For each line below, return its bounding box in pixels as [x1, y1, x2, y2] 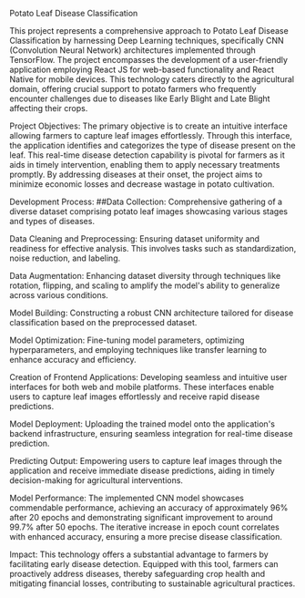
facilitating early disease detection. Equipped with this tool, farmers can [9, 559, 280, 569]
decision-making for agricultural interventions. [9, 475, 184, 486]
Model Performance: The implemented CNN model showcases [9, 492, 244, 503]
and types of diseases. [9, 216, 96, 226]
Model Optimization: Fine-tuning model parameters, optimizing [9, 335, 245, 345]
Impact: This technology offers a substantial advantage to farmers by [9, 549, 269, 560]
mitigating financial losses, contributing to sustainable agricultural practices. [9, 578, 296, 589]
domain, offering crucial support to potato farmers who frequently [9, 84, 257, 94]
